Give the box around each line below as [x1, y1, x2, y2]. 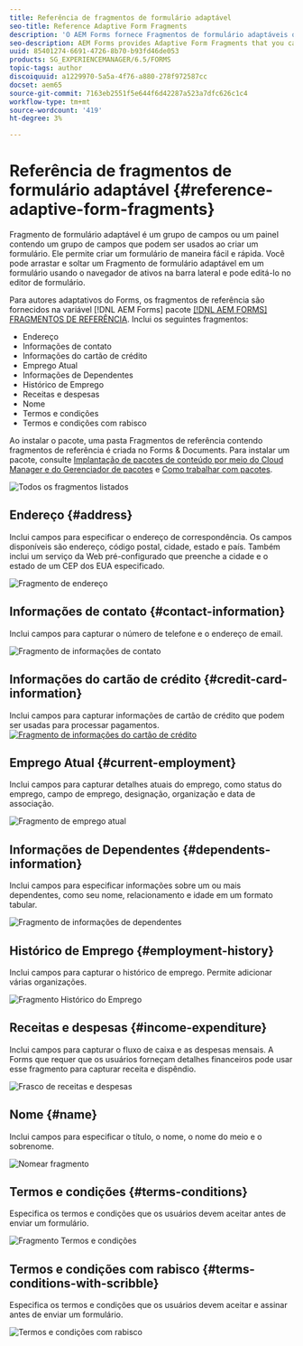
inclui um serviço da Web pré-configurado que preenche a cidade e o [9, 550, 269, 561]
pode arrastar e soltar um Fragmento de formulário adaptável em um [9, 258, 264, 269]
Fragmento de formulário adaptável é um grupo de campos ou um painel [9, 229, 280, 240]
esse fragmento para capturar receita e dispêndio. [9, 1063, 197, 1074]
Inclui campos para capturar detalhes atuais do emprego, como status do [9, 779, 282, 790]
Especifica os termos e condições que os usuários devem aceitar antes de [9, 1208, 287, 1220]
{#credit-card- [203, 672, 289, 687]
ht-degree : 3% [9, 114, 63, 123]
